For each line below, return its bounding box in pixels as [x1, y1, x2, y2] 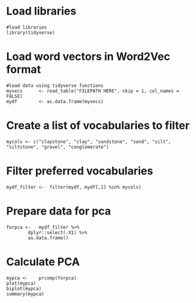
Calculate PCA [6, 255, 80, 268]
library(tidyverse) [6, 29, 55, 36]
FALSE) [6, 93, 23, 99]
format [6, 62, 41, 76]
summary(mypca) [6, 291, 45, 297]
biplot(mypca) [6, 285, 42, 291]
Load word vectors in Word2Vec [6, 50, 171, 64]
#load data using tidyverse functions [6, 82, 104, 88]
